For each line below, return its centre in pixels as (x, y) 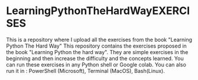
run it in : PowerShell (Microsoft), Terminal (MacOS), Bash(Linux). (86, 71)
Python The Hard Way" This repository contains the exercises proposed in (97, 46)
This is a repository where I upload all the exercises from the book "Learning (99, 39)
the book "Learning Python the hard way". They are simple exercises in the (97, 52)
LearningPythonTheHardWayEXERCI (98, 11)
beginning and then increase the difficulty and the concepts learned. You (95, 58)
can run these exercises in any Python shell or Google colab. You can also (96, 64)
